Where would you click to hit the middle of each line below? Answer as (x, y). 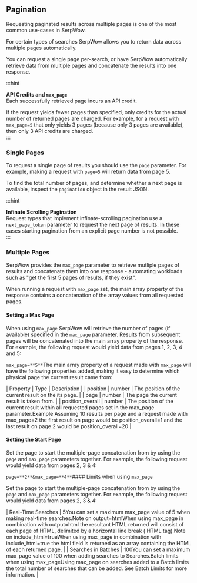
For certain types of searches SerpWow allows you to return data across (94, 41)
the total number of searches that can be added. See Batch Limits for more (96, 568)
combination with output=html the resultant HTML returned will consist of (95, 524)
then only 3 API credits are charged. (50, 131)
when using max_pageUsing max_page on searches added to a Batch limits (98, 562)
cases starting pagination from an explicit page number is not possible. (92, 231)
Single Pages (25, 153)
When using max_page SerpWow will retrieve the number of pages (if (88, 328)
